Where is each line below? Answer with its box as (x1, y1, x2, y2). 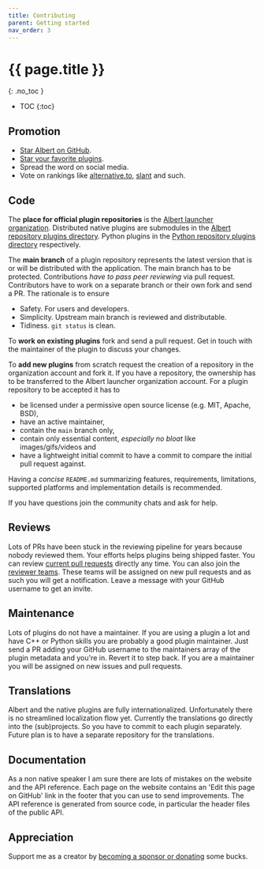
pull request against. (19, 459, 87, 468)
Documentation (8, 753, 87, 766)
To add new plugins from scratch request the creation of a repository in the (8, 359, 254, 369)
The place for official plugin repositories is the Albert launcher (8, 214, 214, 224)
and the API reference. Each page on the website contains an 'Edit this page (8, 783, 255, 792)
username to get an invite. (8, 584, 93, 593)
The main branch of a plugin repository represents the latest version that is (8, 254, 252, 265)
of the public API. (8, 807, 65, 818)
